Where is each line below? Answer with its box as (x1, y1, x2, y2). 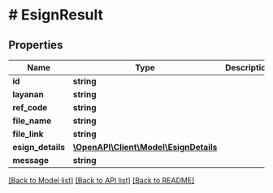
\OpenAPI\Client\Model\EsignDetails (72, 142, 218, 152)
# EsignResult (8, 6, 104, 24)
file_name (12, 115, 52, 127)
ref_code (12, 102, 48, 113)
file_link (12, 128, 44, 139)
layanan (12, 89, 45, 100)
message (12, 155, 49, 165)
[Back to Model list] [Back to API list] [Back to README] (8, 176, 195, 185)
